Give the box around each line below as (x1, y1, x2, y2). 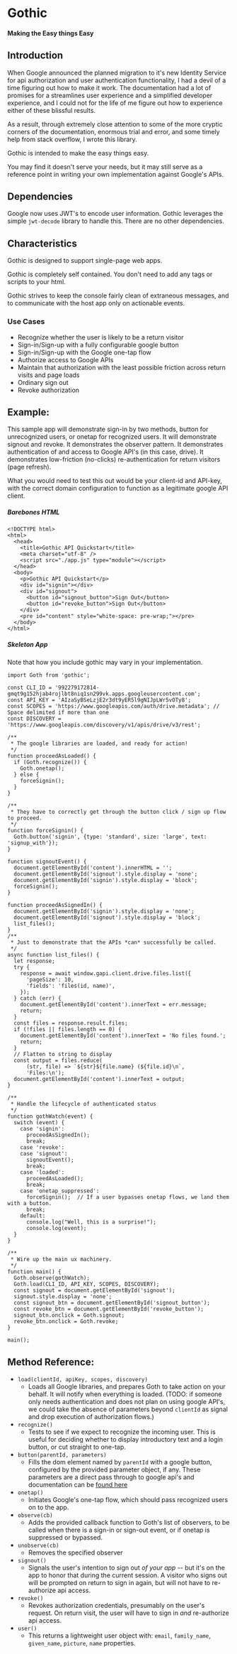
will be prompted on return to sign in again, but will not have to (28, 1579, 211, 1587)
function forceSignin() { (7, 827, 83, 834)
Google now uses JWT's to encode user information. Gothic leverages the (7, 210, 224, 218)
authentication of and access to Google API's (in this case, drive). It (7, 447, 204, 456)
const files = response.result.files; (13, 1020, 129, 1027)
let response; (13, 957, 55, 965)
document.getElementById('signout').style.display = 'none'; (13, 871, 198, 878)
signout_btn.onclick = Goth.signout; (13, 1312, 125, 1319)
